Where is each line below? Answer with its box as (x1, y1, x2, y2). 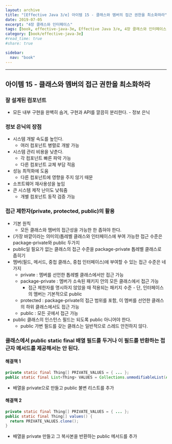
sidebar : (5, 50, 24, 55)
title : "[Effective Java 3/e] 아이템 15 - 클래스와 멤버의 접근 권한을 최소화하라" (5, 12, 167, 17)
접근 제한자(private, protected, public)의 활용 (5, 208, 115, 215)
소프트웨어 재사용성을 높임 (12, 180, 66, 187)
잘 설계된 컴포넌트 (5, 96, 47, 104)
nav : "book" (10, 55, 36, 60)
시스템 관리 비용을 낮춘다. (12, 149, 64, 155)
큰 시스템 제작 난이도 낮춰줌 (12, 187, 68, 193)
